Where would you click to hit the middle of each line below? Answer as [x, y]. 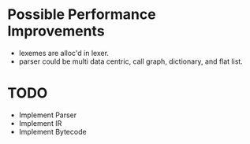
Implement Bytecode [53, 131]
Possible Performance [82, 15]
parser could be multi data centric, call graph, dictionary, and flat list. [131, 61]
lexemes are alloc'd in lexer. [64, 53]
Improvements [56, 31]
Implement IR [40, 123]
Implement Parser [48, 115]
